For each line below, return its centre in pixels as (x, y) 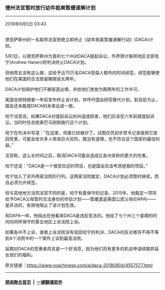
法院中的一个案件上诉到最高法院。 (51, 238)
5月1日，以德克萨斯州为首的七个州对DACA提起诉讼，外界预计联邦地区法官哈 (82, 56)
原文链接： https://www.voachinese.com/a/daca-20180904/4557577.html (79, 265)
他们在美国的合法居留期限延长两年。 (42, 79)
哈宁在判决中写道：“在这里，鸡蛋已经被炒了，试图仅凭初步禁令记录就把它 (79, 133)
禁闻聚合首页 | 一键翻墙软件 (34, 282)
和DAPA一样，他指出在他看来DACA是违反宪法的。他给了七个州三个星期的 (79, 216)
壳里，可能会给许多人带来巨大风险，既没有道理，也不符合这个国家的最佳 (82, 139)
